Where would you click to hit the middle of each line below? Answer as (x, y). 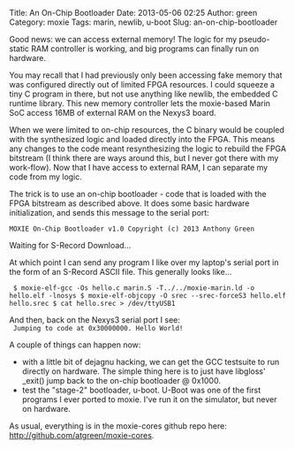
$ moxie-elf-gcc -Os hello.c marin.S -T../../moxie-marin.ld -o (133, 288)
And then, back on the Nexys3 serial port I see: (95, 320)
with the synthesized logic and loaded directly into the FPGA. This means (142, 139)
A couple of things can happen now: (75, 345)
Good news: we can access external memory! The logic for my (123, 39)
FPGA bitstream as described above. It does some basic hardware (129, 203)
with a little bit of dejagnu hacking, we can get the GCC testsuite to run (151, 362)
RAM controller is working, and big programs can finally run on (145, 49)
